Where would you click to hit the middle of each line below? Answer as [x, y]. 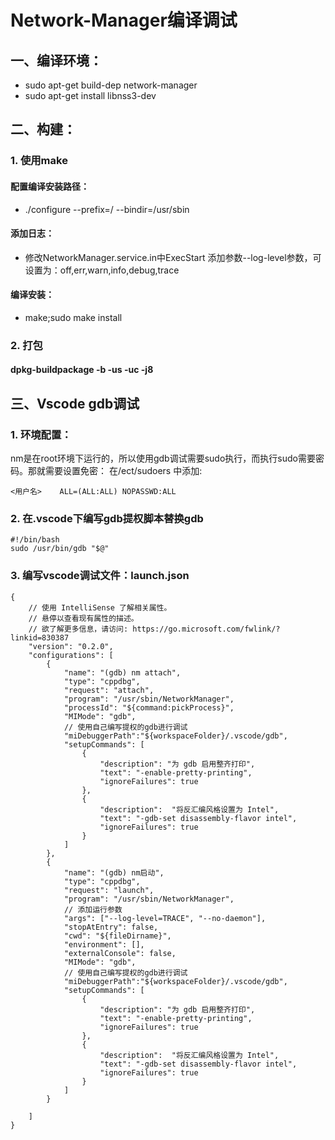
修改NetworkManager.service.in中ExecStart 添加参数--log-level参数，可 [173, 257]
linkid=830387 [40, 637]
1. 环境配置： [41, 434]
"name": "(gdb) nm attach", [122, 672]
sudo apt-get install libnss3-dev [90, 95]
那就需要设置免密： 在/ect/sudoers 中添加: [115, 471]
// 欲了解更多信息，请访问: [78, 629]
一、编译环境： [56, 60]
